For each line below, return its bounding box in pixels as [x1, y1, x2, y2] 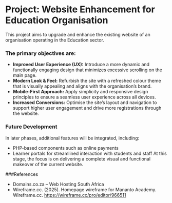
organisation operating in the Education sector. [5, 37, 104, 43]
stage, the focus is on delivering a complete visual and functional [12, 155, 150, 162]
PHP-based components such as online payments [12, 145, 119, 151]
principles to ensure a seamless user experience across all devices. [12, 94, 156, 100]
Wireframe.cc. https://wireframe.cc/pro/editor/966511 [12, 192, 126, 198]
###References [5, 171, 39, 177]
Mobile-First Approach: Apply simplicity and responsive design [12, 89, 148, 95]
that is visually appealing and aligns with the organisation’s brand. [12, 83, 152, 89]
